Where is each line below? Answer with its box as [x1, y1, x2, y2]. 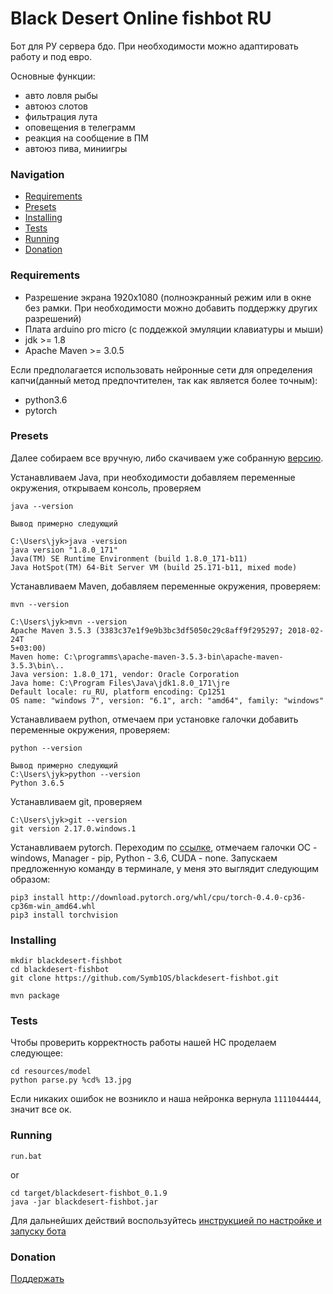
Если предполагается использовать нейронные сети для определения [10, 363, 313, 376]
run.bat [10, 1151, 43, 1161]
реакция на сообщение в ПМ [24, 132, 149, 144]
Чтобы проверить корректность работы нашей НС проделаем [10, 1037, 277, 1049]
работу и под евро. [10, 50, 93, 62]
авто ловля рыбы [24, 89, 98, 101]
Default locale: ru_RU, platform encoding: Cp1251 [10, 687, 226, 697]
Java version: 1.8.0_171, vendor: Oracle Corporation [10, 669, 240, 679]
